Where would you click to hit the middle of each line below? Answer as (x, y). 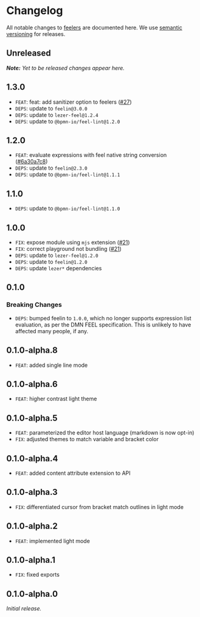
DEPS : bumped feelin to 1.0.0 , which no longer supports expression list (103, 318)
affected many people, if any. (52, 331)
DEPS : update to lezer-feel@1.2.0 (57, 255)
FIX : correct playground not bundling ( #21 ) (68, 249)
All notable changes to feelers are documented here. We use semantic (94, 27)
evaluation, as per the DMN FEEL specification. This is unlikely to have (103, 325)
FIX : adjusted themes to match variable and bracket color (87, 439)
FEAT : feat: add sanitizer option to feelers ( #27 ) (73, 102)
